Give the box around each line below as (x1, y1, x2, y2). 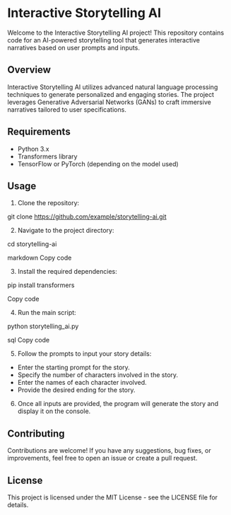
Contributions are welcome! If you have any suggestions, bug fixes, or (7, 446, 211, 455)
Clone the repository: (17, 199, 80, 207)
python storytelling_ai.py (7, 322, 79, 330)
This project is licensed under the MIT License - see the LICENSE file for (7, 493, 218, 502)
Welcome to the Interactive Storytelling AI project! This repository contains (7, 28, 225, 37)
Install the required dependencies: (17, 267, 118, 276)
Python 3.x (17, 144, 49, 153)
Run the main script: (17, 308, 76, 317)
